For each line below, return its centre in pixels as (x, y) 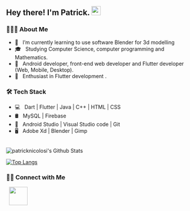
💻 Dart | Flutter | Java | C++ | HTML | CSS (68, 107)
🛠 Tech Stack (26, 92)
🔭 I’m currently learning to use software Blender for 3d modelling (94, 42)
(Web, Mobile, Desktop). (44, 70)
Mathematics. (31, 57)
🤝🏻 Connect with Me (36, 177)
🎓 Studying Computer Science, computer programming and (89, 49)
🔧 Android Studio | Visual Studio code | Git (67, 124)
